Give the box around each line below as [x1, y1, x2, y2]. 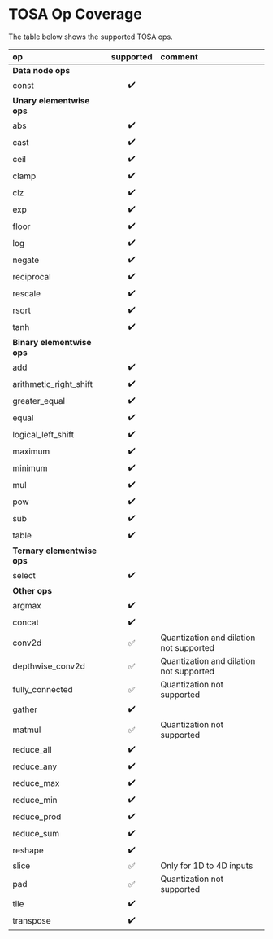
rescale [12, 288, 41, 300]
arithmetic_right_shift [12, 379, 93, 390]
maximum [12, 445, 50, 457]
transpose [12, 915, 51, 927]
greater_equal [12, 396, 66, 407]
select [12, 570, 37, 581]
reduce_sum [12, 828, 60, 840]
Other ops [12, 585, 53, 596]
